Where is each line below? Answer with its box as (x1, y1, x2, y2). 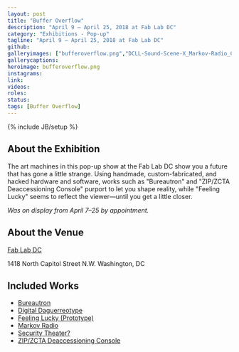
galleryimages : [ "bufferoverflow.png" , (7, 50, 126, 58)
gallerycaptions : (7, 57, 59, 64)
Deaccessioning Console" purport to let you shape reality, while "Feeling (7, 184, 221, 193)
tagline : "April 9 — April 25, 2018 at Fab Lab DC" (7, 37, 164, 44)
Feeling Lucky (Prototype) (17, 314, 94, 322)
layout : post (7, 10, 46, 18)
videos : (7, 83, 31, 90)
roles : (7, 90, 27, 97)
